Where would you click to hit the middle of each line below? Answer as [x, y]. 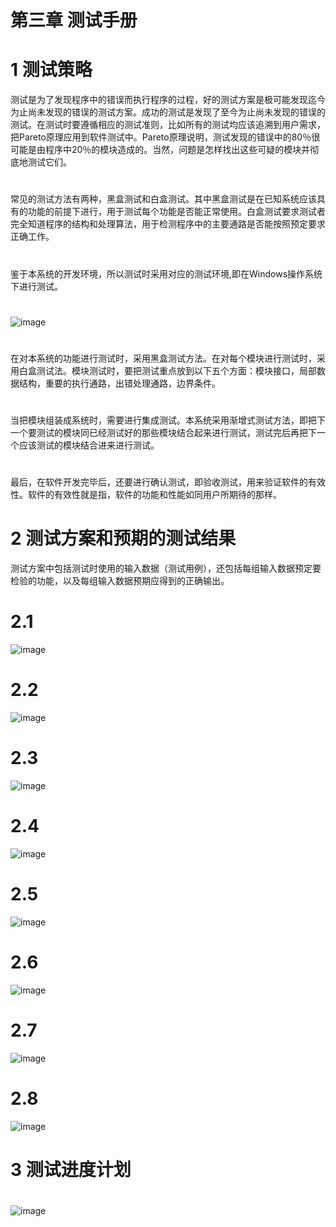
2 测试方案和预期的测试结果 [123, 538]
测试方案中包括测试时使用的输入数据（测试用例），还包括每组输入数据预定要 [166, 568]
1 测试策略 [51, 70]
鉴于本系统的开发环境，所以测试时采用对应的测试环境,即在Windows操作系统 [166, 273]
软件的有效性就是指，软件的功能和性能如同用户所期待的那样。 [154, 495]
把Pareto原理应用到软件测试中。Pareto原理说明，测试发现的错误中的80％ [161, 137]
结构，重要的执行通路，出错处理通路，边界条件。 [119, 383]
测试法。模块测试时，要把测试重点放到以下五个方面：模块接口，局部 [176, 370]
